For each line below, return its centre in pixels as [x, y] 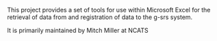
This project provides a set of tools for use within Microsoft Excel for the [109, 10]
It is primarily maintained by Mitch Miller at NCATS [78, 30]
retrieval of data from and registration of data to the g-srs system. [100, 17]
